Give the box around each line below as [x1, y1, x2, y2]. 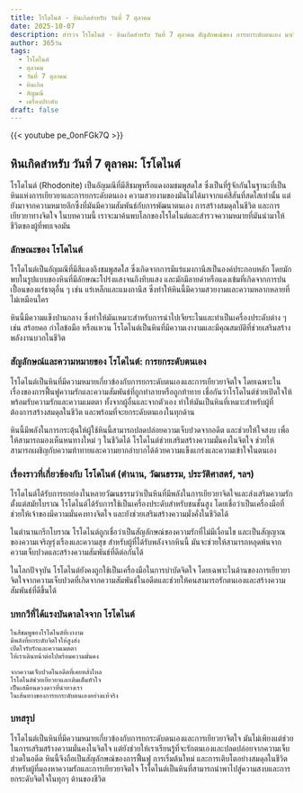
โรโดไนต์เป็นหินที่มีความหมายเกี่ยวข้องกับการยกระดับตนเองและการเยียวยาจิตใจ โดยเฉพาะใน [10, 375, 281, 387]
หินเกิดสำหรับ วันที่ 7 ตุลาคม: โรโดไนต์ [10, 156, 181, 171]
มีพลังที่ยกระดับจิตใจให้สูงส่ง [10, 636, 80, 645]
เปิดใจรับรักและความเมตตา [10, 644, 77, 653]
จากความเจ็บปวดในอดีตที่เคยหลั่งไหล [10, 668, 102, 677]
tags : [10, 47, 31, 56]
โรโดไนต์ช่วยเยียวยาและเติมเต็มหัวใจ [10, 676, 102, 685]
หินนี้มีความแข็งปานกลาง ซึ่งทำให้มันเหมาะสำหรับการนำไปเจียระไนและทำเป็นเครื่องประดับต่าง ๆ [10, 312, 287, 323]
